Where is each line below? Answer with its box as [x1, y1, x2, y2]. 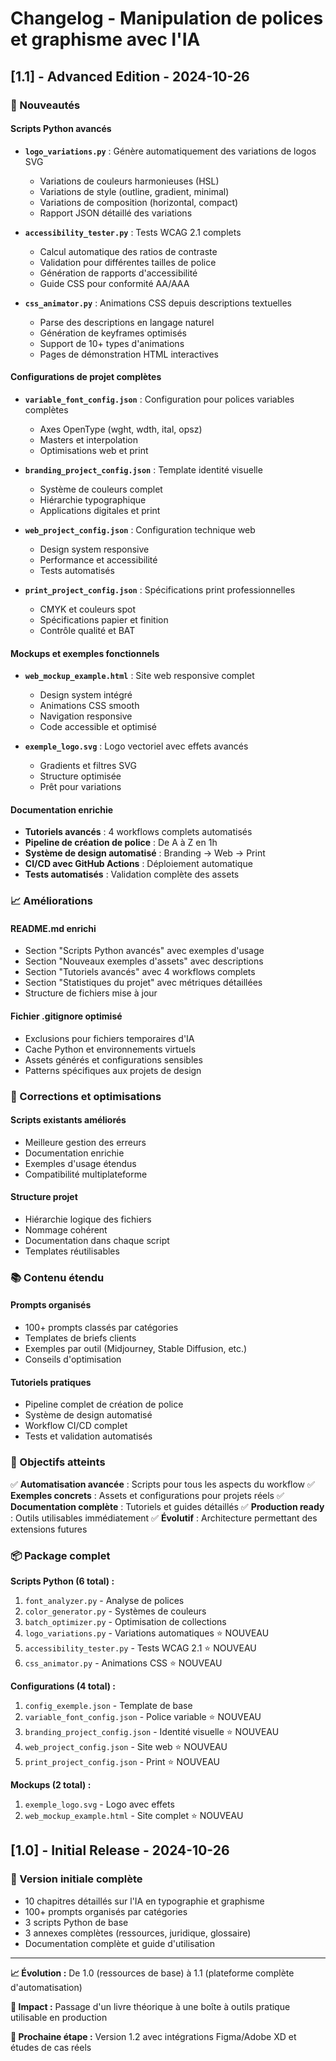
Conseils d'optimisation [24, 1353, 122, 1366]
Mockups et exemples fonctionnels [10, 647, 160, 659]
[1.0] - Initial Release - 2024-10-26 [10, 1842, 230, 1859]
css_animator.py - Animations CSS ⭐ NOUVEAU [24, 1657, 223, 1669]
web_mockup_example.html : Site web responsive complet [24, 670, 255, 682]
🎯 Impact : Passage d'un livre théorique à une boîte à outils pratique [10, 2000, 291, 2012]
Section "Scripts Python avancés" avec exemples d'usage [24, 945, 265, 957]
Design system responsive [39, 543, 150, 555]
